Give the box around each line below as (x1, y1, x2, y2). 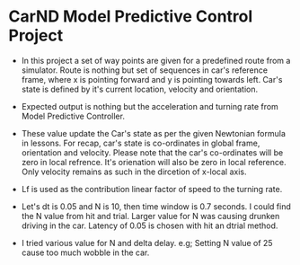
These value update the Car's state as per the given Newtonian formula (21, 128, 287, 138)
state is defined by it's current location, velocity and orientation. (21, 84, 258, 94)
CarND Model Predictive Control (8, 6, 253, 27)
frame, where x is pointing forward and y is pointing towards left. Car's (21, 74, 283, 84)
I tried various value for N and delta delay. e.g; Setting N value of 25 (21, 237, 273, 248)
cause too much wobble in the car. (21, 247, 150, 258)
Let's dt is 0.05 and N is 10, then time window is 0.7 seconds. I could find (21, 200, 291, 212)
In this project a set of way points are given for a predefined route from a (21, 55, 291, 66)
